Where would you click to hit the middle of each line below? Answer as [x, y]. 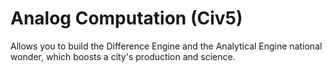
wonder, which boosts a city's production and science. [123, 56]
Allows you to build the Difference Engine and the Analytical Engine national [166, 46]
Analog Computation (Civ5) [126, 18]
